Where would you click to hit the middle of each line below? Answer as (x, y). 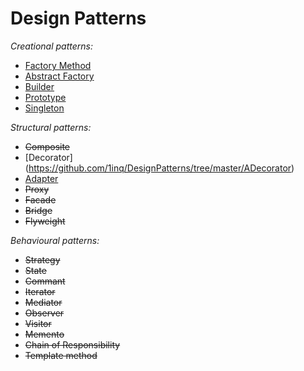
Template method (61, 355)
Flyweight (45, 221)
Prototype (45, 97)
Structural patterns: (51, 127)
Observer (44, 313)
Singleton (44, 108)
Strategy (42, 259)
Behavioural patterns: (55, 240)
